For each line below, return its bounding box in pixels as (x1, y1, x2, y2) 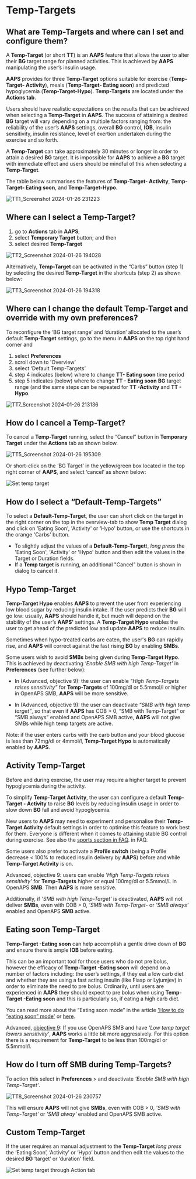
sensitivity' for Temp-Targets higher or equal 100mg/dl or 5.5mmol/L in (6, 877, 177, 884)
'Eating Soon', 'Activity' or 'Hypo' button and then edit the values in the (14, 549, 185, 556)
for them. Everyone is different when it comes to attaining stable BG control (6, 830, 187, 837)
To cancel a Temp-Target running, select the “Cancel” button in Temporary (6, 433, 188, 440)
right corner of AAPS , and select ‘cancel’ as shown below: (6, 469, 146, 476)
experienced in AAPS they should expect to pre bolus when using (6, 989, 164, 996)
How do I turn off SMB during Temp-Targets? (6, 1060, 172, 1069)
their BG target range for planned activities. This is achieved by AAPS (6, 58, 174, 64)
